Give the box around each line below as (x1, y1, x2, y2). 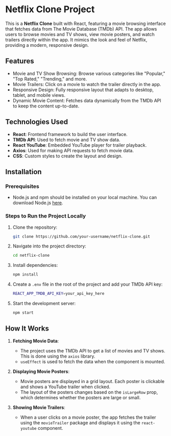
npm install (12, 272, 38, 277)
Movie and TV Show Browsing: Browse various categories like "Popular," (12, 70, 165, 76)
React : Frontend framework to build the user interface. (12, 131, 128, 137)
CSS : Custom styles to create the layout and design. (12, 153, 123, 159)
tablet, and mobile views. (12, 92, 65, 98)
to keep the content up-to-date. (12, 103, 80, 109)
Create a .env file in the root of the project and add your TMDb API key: (12, 281, 163, 287)
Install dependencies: (12, 262, 58, 268)
